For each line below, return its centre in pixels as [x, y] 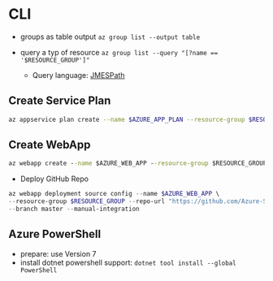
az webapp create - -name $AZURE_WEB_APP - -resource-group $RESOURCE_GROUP [138, 163]
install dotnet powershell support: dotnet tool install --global [128, 262]
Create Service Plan [60, 101]
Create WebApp [50, 145]
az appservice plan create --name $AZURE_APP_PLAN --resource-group [127, 119]
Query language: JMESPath [78, 75]
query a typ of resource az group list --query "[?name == [119, 52]
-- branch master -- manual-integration [74, 209]
